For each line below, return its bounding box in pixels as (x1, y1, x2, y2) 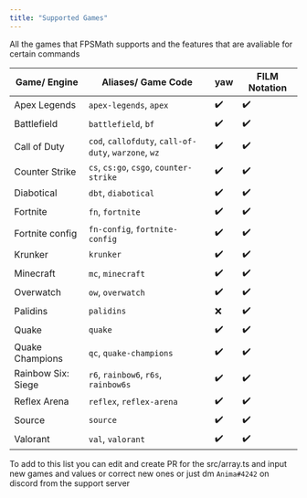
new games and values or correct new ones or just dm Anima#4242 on (9, 468, 270, 479)
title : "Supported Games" (9, 13, 108, 23)
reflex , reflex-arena (88, 395, 178, 408)
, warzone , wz (107, 145, 160, 158)
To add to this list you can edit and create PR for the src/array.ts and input (9, 458, 288, 469)
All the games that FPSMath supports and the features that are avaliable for (9, 38, 293, 49)
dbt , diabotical (88, 186, 155, 199)
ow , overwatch (88, 286, 146, 299)
